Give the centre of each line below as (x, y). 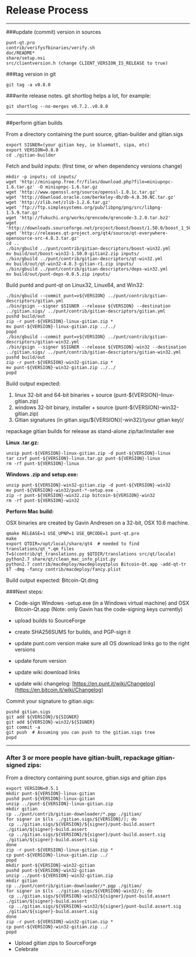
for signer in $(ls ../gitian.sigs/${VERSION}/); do (71, 819)
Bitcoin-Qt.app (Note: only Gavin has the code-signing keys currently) (99, 609)
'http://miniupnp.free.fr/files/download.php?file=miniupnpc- (96, 182)
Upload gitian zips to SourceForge (55, 943)
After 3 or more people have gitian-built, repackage (80, 758)
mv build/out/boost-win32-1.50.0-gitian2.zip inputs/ (73, 253)
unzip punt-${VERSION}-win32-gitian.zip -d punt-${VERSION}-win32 (88, 485)
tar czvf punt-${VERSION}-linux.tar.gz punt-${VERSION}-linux (83, 458)
